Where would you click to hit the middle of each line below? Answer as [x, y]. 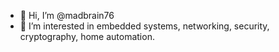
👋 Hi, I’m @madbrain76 [67, 15]
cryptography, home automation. [87, 36]
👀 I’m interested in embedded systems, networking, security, [144, 26]
